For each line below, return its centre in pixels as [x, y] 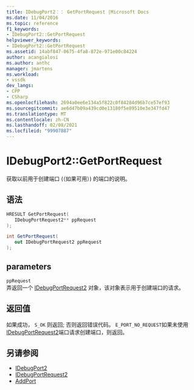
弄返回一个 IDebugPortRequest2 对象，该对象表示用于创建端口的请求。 [95, 288]
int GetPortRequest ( [33, 236]
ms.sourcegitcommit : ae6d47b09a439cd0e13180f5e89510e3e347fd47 [88, 108]
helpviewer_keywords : [34, 40]
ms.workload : [23, 74]
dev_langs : [20, 86]
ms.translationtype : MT [36, 114]
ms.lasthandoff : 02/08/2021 [42, 126]
